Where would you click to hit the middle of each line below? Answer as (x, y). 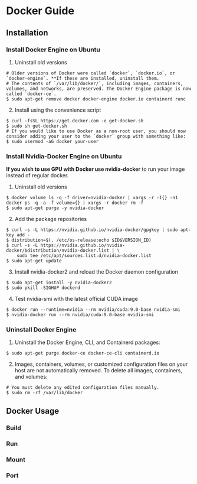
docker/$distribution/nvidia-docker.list (58, 251)
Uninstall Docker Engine (41, 330)
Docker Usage (33, 411)
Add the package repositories (51, 219)
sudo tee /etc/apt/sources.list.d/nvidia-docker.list (84, 256)
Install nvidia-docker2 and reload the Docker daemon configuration (96, 272)
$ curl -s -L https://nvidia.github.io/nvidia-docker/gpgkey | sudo (92, 230)
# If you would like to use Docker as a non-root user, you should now (96, 131)
